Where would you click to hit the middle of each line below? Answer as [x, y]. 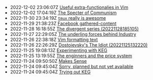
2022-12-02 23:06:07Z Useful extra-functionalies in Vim [69, 7]
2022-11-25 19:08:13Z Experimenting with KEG [59, 50]
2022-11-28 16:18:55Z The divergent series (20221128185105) [74, 29]
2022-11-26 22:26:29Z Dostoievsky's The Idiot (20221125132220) [79, 45]
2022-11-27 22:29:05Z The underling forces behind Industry [73, 34]
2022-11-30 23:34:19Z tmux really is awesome [58, 18]
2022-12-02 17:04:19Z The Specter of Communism [63, 13]
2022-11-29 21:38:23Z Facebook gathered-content [63, 23]
